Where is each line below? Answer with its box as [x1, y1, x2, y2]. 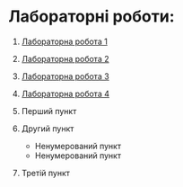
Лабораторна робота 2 [21, 53, 109, 64]
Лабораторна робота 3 [21, 70, 109, 82]
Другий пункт [21, 123, 74, 134]
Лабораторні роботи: [8, 6, 176, 27]
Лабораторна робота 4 [21, 88, 109, 99]
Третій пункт [21, 167, 71, 178]
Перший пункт [21, 105, 77, 116]
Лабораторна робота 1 [21, 36, 109, 47]
